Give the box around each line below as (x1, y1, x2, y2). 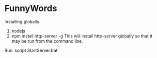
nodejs (11, 28, 25, 34)
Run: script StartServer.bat (4, 47, 58, 53)
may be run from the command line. (11, 38, 83, 44)
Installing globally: (4, 19, 41, 24)
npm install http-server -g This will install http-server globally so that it (11, 33, 153, 39)
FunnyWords (4, 3, 58, 14)
